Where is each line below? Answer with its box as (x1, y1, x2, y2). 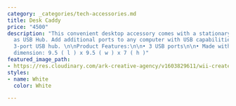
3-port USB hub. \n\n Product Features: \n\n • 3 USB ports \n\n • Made (13, 43, 216, 50)
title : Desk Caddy (7, 17, 61, 24)
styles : (7, 69, 30, 76)
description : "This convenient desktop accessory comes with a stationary (7, 29, 231, 37)
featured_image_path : (7, 56, 71, 63)
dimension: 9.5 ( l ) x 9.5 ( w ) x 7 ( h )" (13, 50, 150, 57)
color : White (13, 82, 52, 89)
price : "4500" (7, 23, 49, 30)
